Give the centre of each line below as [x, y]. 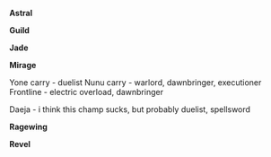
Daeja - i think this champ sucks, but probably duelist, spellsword [130, 109]
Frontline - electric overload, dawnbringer [87, 92]
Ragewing [28, 126]
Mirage [23, 65]
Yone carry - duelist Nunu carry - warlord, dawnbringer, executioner [135, 83]
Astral [21, 13]
